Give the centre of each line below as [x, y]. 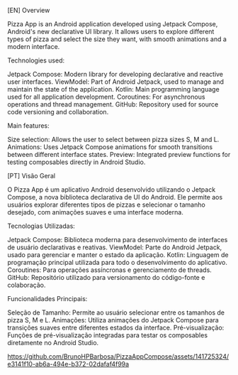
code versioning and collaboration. [58, 112]
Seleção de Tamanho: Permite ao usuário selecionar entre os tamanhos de [116, 312]
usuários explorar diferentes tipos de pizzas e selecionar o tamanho [106, 205]
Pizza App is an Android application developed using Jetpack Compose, [113, 24]
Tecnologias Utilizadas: [41, 226]
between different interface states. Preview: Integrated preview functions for [119, 154]
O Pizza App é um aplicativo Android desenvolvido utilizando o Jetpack [112, 190]
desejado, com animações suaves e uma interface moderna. [96, 212]
